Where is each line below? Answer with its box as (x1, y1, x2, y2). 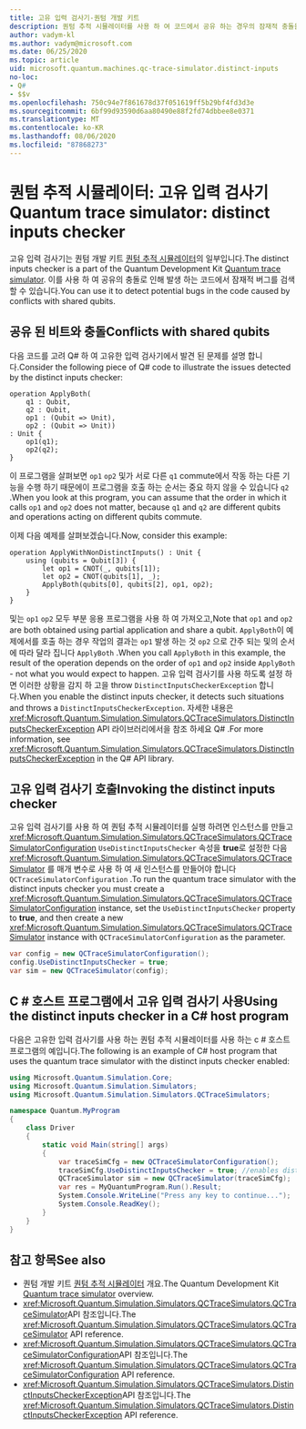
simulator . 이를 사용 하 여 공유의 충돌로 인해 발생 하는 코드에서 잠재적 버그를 (9, 274, 279, 285)
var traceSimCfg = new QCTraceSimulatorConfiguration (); (57, 1157, 280, 1166)
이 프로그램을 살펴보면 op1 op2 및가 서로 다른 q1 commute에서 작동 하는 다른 (9, 470, 280, 481)
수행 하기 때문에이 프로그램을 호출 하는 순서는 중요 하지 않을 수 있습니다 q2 (25, 481, 290, 492)
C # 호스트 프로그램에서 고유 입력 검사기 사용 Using (9, 994, 278, 1009)
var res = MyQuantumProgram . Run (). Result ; (57, 1182, 222, 1192)
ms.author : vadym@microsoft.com (9, 38, 132, 48)
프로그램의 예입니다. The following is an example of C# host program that (9, 1045, 278, 1056)
